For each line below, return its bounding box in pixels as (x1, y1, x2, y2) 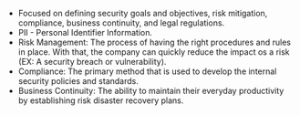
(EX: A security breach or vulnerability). (17, 57, 167, 67)
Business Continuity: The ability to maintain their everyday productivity (17, 86, 284, 96)
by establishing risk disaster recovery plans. (17, 95, 184, 106)
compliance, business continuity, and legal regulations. (17, 17, 225, 28)
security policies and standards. (17, 76, 139, 86)
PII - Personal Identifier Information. (17, 27, 153, 37)
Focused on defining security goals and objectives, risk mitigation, (17, 8, 268, 18)
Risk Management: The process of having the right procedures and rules (17, 37, 292, 47)
